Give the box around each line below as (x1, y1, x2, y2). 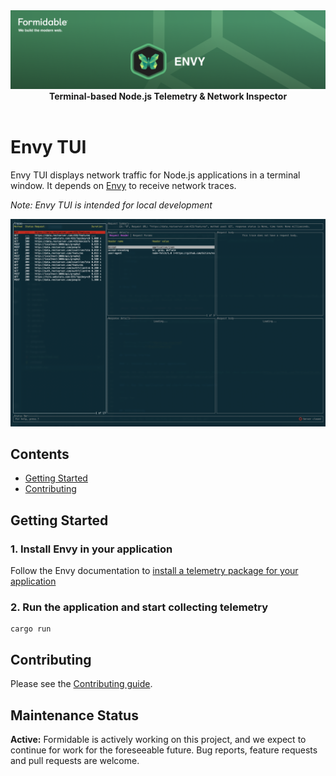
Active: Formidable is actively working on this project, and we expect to (10, 734, 307, 746)
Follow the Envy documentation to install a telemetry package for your (10, 565, 299, 577)
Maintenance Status (10, 707, 139, 724)
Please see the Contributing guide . (10, 678, 153, 690)
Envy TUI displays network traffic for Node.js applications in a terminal (10, 169, 301, 181)
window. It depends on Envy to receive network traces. (10, 179, 237, 191)
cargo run (10, 624, 52, 634)
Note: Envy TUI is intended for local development (10, 199, 213, 211)
